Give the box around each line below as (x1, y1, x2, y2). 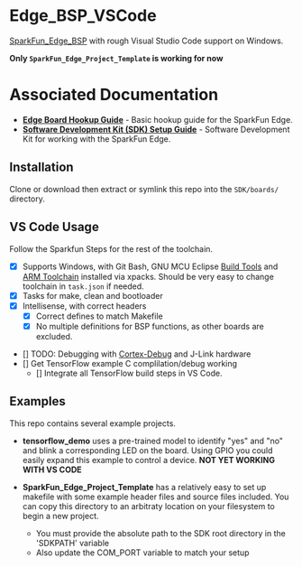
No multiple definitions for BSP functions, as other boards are (35, 321, 264, 331)
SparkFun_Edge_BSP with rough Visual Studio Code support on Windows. (9, 35, 284, 46)
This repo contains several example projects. (9, 417, 176, 429)
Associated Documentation (9, 85, 219, 105)
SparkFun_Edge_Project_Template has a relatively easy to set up (22, 481, 267, 492)
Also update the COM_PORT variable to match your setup (35, 547, 250, 558)
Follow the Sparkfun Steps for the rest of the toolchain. (9, 243, 214, 254)
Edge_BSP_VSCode (9, 5, 157, 26)
